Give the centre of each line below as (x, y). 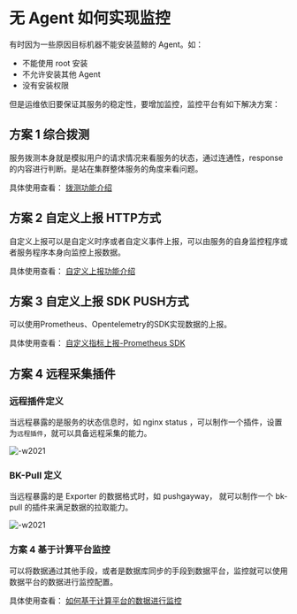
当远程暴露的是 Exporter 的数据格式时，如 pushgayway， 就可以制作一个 (141, 496)
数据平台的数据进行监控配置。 (63, 581)
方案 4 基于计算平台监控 (60, 549)
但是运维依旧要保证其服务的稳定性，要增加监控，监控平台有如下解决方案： (145, 104)
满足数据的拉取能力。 (94, 507)
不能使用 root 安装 (55, 63)
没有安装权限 (45, 85)
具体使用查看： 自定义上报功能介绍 (72, 271)
